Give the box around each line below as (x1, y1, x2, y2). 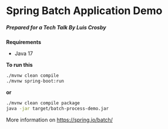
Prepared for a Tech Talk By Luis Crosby (6, 23, 107, 30)
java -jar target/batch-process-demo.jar (6, 106, 109, 111)
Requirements (6, 39, 42, 46)
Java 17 (14, 50, 33, 57)
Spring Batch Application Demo (6, 4, 163, 18)
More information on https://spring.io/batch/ (6, 116, 113, 123)
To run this (6, 62, 33, 69)
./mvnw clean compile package (6, 100, 80, 106)
